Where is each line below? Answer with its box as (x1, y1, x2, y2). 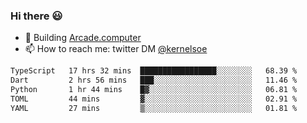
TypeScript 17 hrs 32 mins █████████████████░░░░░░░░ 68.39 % (10, 66, 298, 76)
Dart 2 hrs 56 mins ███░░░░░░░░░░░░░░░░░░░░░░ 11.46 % (10, 75, 298, 86)
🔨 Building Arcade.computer (24, 32, 142, 44)
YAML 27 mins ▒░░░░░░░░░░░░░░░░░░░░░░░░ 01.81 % (10, 103, 298, 113)
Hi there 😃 (10, 9, 63, 23)
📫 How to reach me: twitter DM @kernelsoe (24, 43, 208, 55)
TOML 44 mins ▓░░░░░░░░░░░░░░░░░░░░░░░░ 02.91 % (10, 94, 298, 104)
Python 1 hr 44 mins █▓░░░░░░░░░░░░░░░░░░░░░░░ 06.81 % (10, 85, 298, 95)
